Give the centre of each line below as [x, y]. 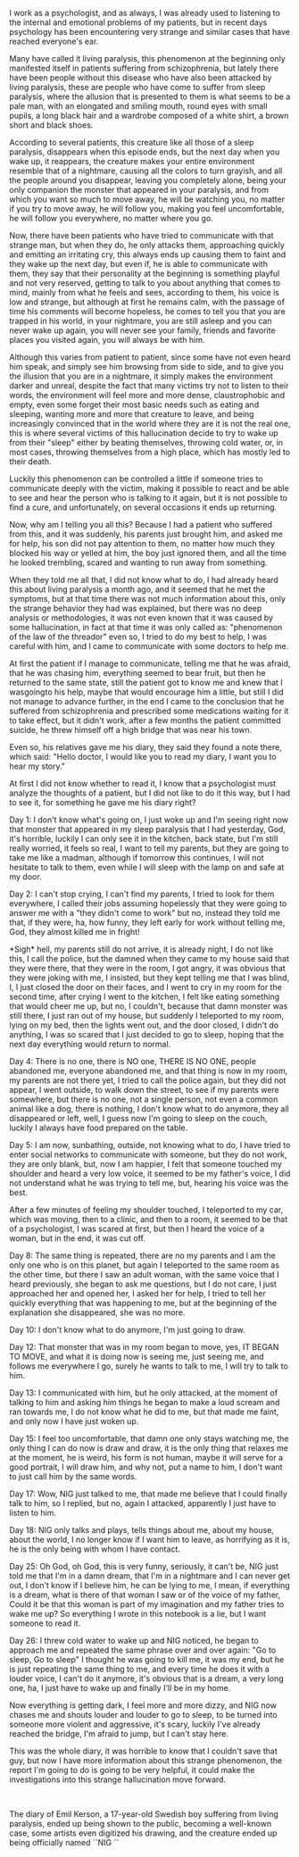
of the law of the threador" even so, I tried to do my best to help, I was [138, 637]
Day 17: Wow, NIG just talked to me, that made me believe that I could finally [149, 1494]
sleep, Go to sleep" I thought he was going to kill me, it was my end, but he [147, 1659]
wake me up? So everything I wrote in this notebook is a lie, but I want [137, 1614]
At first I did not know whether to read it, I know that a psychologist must [143, 783]
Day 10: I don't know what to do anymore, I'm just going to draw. [127, 1330]
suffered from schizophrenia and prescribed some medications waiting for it [149, 711]
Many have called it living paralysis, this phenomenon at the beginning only [147, 58]
